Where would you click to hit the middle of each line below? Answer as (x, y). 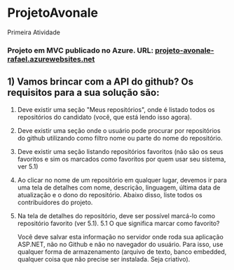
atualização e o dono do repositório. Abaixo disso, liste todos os (110, 194)
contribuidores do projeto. (55, 202)
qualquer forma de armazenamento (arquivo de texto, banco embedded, (122, 251)
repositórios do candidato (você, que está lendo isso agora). (104, 117)
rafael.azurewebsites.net (51, 59)
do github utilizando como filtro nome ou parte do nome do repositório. (120, 138)
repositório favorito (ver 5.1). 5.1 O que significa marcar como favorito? (118, 223)
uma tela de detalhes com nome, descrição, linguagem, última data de (119, 187)
